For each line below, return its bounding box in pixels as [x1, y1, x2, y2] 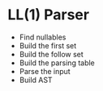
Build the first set [19, 40, 77, 50]
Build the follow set [19, 49, 84, 59]
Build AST [19, 75, 54, 85]
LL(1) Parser [7, 6, 90, 24]
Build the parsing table [19, 58, 95, 68]
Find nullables [19, 32, 67, 42]
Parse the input [19, 66, 71, 76]
